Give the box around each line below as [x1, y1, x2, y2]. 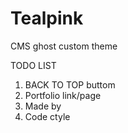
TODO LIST [10, 59, 57, 71]
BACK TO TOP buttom [24, 78, 116, 91]
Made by [24, 100, 62, 112]
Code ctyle [24, 110, 71, 122]
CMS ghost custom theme [10, 40, 118, 52]
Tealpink [10, 7, 84, 30]
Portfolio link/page [24, 89, 102, 101]
